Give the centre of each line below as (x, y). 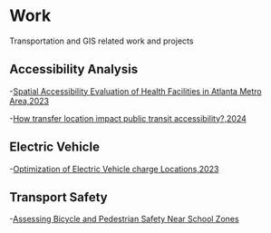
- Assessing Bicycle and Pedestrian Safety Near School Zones (124, 219)
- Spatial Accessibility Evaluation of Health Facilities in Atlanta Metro (135, 91)
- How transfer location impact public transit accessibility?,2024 (128, 118)
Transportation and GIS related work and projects (102, 41)
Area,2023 (29, 101)
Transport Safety (59, 197)
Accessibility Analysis (74, 69)
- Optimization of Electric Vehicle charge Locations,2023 (114, 169)
